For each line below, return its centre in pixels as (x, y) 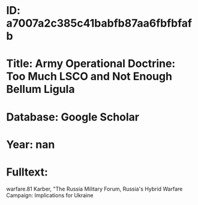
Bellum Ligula (40, 90)
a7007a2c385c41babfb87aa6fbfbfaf (99, 23)
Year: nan (31, 144)
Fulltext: (27, 172)
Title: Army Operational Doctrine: (91, 64)
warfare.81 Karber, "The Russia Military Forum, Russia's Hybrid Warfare (94, 189)
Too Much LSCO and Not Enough (89, 77)
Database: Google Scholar (73, 117)
